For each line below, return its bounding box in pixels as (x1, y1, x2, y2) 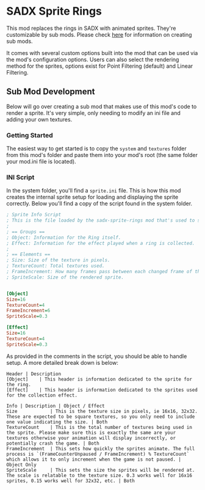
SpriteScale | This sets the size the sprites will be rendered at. (6, 467, 195, 473)
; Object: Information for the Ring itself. (6, 234, 121, 241)
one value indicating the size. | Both (6, 419, 108, 425)
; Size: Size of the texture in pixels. (6, 257, 111, 263)
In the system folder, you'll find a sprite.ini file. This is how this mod (6, 187, 181, 194)
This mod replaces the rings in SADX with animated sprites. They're (6, 24, 176, 32)
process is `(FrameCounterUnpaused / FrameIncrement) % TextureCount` (6, 451, 190, 457)
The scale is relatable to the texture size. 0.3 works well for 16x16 (6, 472, 192, 478)
